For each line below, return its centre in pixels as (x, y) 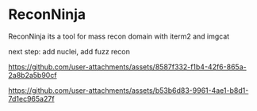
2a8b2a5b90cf (33, 75)
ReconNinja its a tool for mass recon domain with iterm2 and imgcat (119, 36)
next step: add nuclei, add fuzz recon (69, 51)
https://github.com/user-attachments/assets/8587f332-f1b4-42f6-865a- (128, 67)
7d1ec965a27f (31, 98)
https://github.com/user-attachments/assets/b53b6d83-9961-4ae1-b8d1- (128, 90)
